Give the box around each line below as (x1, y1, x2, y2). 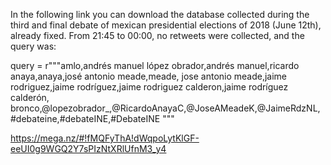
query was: (10, 40, 57, 52)
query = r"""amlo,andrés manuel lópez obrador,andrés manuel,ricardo (10, 60, 300, 71)
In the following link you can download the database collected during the (10, 9, 310, 20)
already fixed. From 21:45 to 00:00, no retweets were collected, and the (10, 30, 305, 41)
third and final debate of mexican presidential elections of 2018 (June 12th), (10, 19, 322, 31)
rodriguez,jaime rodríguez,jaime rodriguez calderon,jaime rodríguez (10, 81, 289, 93)
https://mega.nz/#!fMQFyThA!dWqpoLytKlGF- (10, 132, 200, 144)
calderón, (10, 92, 50, 103)
